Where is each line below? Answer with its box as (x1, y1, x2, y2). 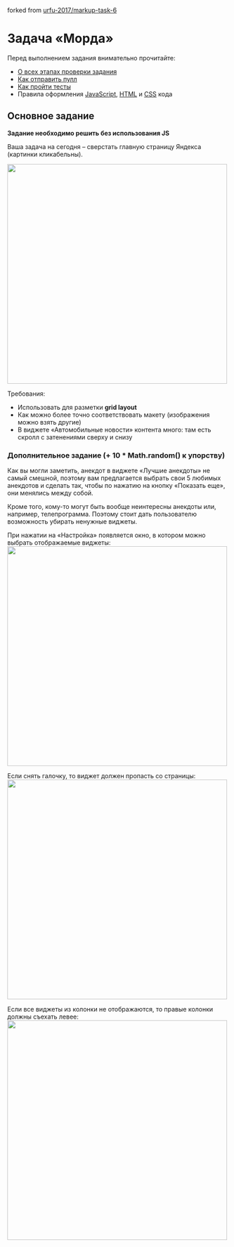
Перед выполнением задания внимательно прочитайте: (7, 53, 176, 62)
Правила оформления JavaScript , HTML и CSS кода (17, 89, 173, 98)
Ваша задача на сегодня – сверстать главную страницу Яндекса (7, 142, 202, 150)
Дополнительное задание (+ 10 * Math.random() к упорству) (7, 450, 226, 460)
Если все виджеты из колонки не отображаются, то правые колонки (7, 1005, 214, 1014)
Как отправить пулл (17, 75, 77, 83)
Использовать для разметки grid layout (17, 403, 137, 411)
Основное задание (7, 110, 95, 122)
